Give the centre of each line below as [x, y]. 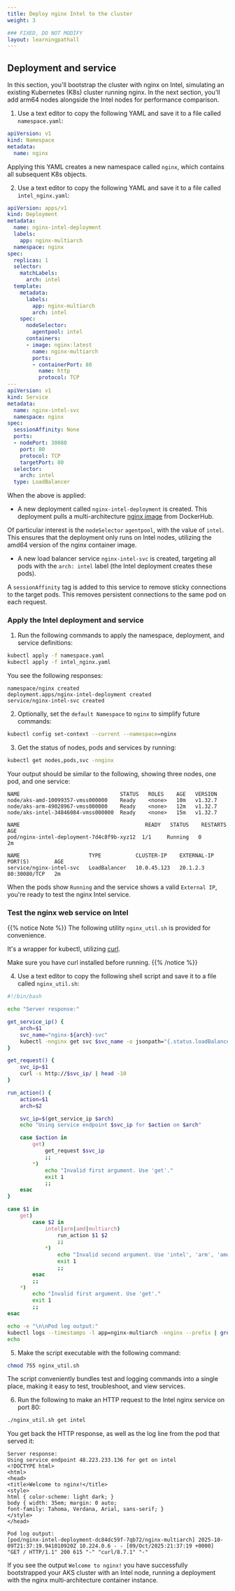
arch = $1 [31, 1028]
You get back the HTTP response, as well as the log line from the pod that [114, 1434]
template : [28, 286]
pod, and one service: [39, 781]
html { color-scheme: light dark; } [60, 1497]
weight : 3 [22, 20]
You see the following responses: [55, 676]
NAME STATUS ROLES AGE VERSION [112, 794]
